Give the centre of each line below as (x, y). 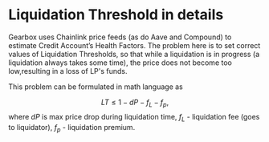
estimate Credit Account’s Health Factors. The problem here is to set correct (134, 45)
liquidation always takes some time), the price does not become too (120, 63)
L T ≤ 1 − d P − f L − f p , (135, 103)
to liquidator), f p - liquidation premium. (72, 128)
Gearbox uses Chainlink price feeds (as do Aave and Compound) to (120, 37)
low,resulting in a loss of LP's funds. (68, 71)
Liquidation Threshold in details (116, 15)
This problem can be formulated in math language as (96, 87)
